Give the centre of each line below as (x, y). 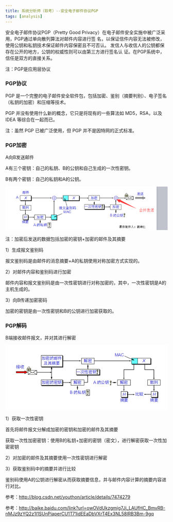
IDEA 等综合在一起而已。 (31, 119)
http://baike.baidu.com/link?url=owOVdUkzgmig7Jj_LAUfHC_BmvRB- (92, 508)
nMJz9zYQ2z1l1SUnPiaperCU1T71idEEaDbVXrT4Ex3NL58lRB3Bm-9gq (80, 514)
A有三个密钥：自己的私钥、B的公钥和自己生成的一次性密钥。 (69, 168)
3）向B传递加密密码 (26, 300)
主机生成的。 (19, 289)
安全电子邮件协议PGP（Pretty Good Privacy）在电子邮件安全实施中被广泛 (83, 32)
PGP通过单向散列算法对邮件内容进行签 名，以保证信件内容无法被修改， (89, 39)
